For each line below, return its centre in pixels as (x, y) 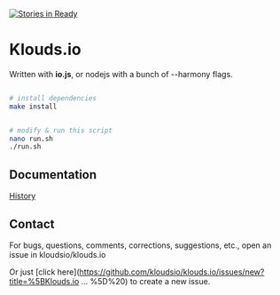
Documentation (53, 175)
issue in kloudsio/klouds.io (58, 254)
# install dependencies (53, 98)
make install (33, 107)
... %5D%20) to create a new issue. (146, 281)
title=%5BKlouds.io (44, 281)
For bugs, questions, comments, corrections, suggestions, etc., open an (140, 245)
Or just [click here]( (44, 272)
